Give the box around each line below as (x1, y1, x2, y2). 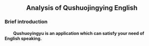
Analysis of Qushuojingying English (26, 4, 138, 12)
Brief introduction (4, 18, 48, 25)
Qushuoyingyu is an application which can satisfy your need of (13, 30, 145, 36)
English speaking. (4, 35, 42, 41)
